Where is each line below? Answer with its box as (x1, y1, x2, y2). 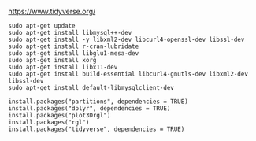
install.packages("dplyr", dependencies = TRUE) (8, 105, 171, 113)
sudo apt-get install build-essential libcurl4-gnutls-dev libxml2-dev (8, 70, 248, 78)
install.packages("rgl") (8, 118, 90, 126)
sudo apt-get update (8, 22, 76, 30)
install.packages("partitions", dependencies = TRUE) (8, 98, 189, 106)
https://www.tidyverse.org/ (8, 7, 96, 16)
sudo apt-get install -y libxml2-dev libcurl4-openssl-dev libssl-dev (8, 35, 245, 43)
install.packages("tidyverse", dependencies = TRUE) (8, 125, 185, 133)
